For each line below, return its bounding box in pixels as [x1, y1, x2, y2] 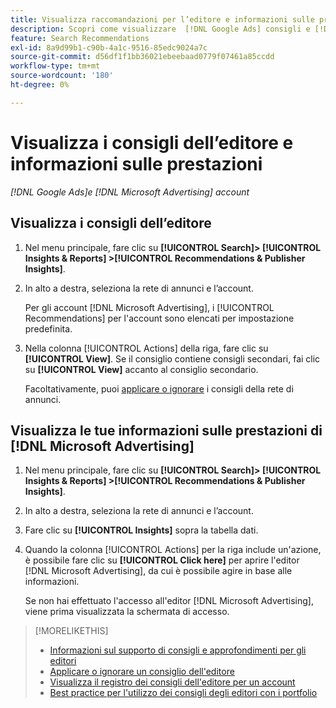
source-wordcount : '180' [10, 71, 114, 81]
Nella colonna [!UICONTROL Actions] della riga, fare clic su [24, 342, 269, 354]
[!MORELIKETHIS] [34, 625, 109, 637]
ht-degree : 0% [10, 80, 70, 90]
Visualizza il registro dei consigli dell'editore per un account [49, 676, 296, 688]
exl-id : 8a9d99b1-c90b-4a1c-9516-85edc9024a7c [10, 42, 208, 53]
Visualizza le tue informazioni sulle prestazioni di [10, 422, 323, 439]
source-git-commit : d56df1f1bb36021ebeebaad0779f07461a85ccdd [10, 52, 275, 62]
